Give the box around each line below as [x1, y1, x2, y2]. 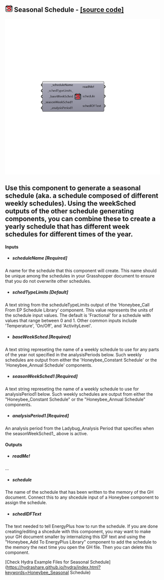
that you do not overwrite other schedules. [5, 278, 91, 284]
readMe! [12, 453, 30, 459]
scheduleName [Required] [12, 255, 68, 261]
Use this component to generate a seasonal [5, 184, 141, 192]
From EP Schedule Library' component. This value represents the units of [5, 307, 154, 313]
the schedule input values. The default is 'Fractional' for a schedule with [5, 312, 151, 318]
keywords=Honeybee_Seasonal [5, 570, 69, 576]
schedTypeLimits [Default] [12, 289, 69, 295]
